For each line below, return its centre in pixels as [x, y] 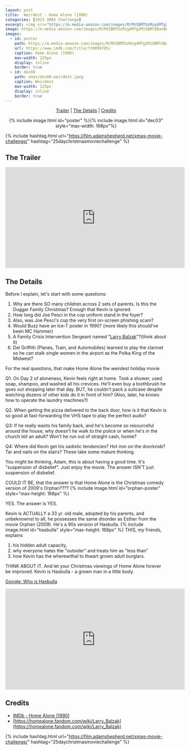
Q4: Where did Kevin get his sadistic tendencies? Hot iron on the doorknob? [85, 446]
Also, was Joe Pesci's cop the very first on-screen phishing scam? [83, 320]
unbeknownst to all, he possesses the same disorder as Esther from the [81, 519]
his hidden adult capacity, [40, 545]
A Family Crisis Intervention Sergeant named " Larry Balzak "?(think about [89, 336]
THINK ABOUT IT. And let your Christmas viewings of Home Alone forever [83, 566]
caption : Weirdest [34, 82]
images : [14, 34]
